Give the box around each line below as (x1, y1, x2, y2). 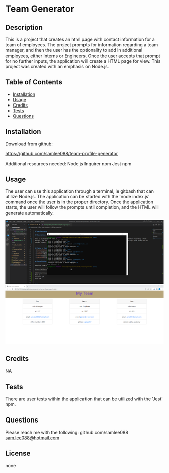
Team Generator (5, 3, 74, 15)
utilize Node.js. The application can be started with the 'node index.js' (5, 194, 150, 200)
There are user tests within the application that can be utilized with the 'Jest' (5, 396, 163, 402)
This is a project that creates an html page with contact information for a (5, 36, 155, 42)
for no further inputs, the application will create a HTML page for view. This (5, 58, 161, 64)
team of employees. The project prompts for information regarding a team (5, 42, 158, 48)
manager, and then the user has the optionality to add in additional (5, 47, 143, 53)
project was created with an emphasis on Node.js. (5, 64, 109, 69)
